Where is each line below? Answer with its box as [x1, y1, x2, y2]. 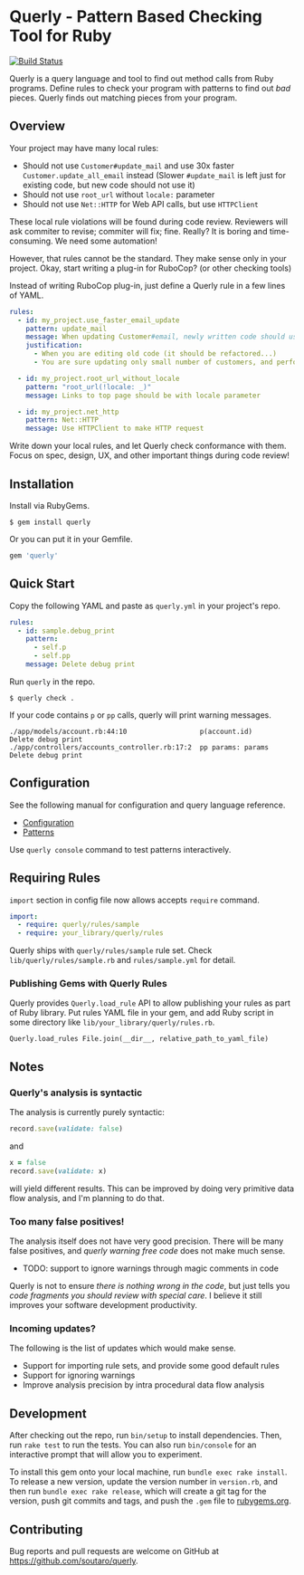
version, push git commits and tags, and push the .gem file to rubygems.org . [9, 1495, 292, 1506]
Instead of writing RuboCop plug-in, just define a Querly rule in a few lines [9, 280, 286, 291]
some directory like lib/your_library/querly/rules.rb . [9, 1017, 215, 1028]
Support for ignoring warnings [22, 1370, 136, 1381]
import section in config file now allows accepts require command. [9, 894, 260, 905]
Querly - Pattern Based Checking [9, 6, 262, 27]
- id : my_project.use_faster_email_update [17, 315, 180, 325]
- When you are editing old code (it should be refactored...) [33, 349, 278, 358]
